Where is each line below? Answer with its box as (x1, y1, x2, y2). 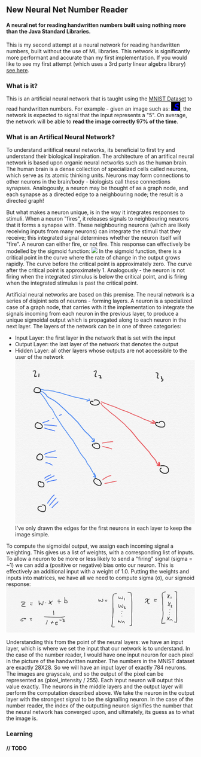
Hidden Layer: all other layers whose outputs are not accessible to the (14, 347, 188, 355)
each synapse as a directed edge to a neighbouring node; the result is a (6, 191, 184, 198)
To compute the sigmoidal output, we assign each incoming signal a (6, 542, 173, 550)
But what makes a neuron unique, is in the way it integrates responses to (6, 209, 185, 216)
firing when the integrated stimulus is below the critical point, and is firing (6, 273, 187, 280)
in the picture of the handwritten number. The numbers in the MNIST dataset (6, 658, 195, 665)
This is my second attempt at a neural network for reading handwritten (6, 41, 181, 48)
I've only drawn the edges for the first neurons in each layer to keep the (14, 524, 192, 532)
